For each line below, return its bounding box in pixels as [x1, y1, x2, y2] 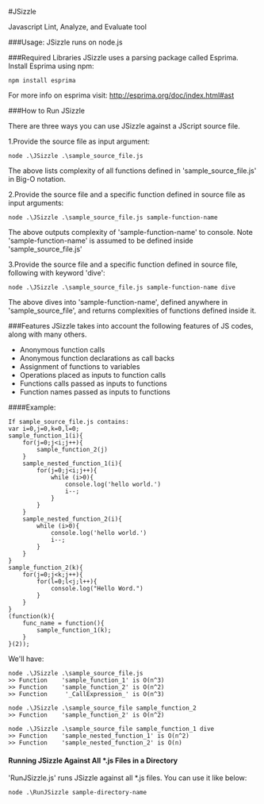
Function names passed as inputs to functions [19, 387, 170, 396]
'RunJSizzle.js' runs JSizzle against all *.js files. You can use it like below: [8, 773, 247, 783]
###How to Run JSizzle [8, 106, 86, 115]
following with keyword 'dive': [8, 268, 105, 277]
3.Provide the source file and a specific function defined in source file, [8, 260, 238, 269]
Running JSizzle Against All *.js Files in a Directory [8, 756, 178, 765]
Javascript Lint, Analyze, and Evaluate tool [8, 22, 147, 31]
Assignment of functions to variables [19, 362, 140, 371]
